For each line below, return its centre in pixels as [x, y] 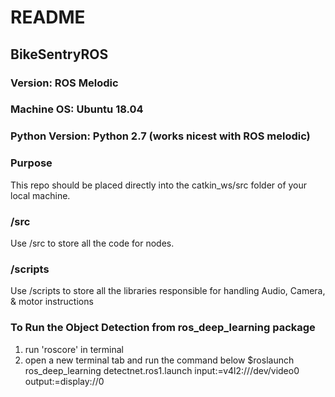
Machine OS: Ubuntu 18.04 [77, 109]
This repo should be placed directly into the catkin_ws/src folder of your [159, 185]
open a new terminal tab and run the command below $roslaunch [159, 360]
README [48, 17]
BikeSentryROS [59, 54]
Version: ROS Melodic [64, 83]
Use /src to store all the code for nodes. [92, 243]
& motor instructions [52, 302]
